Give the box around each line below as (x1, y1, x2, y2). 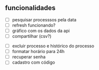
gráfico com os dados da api (12, 28, 70, 34)
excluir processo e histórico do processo (12, 43, 94, 49)
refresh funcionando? (12, 22, 56, 28)
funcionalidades (5, 4, 56, 12)
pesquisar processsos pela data (12, 17, 77, 22)
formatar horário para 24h (12, 49, 65, 54)
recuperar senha (12, 54, 46, 60)
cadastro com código (12, 59, 55, 65)
